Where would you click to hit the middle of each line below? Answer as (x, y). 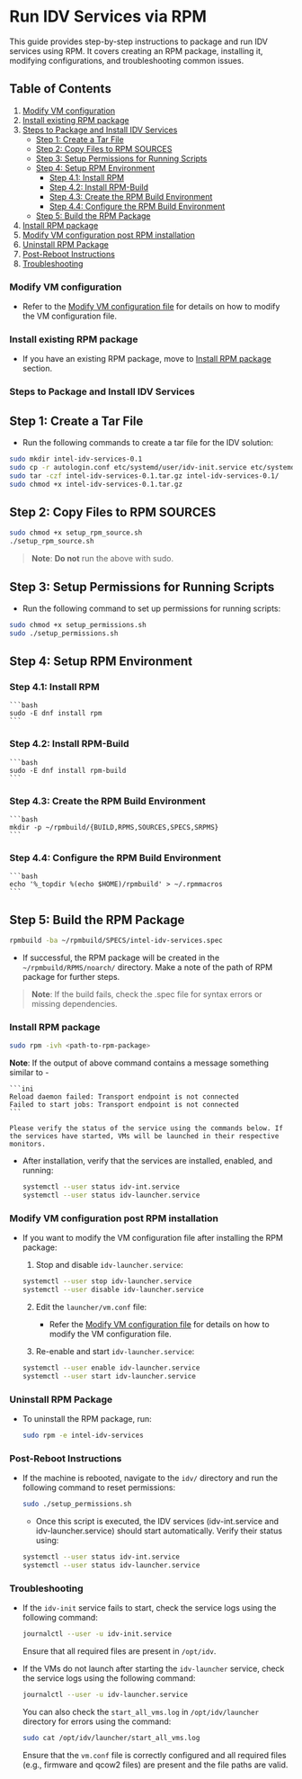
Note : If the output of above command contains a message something (139, 1063)
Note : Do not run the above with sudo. (102, 559)
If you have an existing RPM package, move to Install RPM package (147, 359)
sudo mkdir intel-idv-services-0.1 (76, 459)
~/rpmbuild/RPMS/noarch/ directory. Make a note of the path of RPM (147, 967)
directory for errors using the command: (97, 1721)
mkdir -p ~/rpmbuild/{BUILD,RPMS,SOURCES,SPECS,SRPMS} (114, 827)
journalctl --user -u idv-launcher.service (105, 1694)
